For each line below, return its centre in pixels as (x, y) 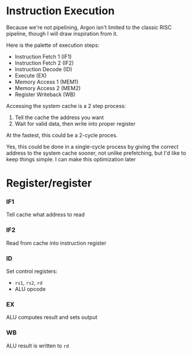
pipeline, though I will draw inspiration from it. (62, 33)
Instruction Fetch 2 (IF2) (44, 63)
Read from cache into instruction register (56, 243)
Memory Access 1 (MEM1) (47, 82)
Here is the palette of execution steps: (53, 45)
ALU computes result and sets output (52, 317)
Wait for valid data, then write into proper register (75, 123)
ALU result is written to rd (38, 346)
